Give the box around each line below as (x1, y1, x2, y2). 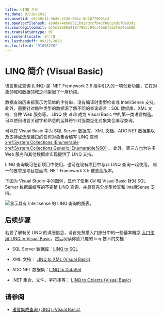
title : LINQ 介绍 (5, 7, 39, 12)
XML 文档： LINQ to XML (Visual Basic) (12, 256, 91, 263)
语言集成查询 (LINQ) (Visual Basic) (12, 307, 81, 313)
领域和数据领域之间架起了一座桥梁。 (9, 88, 81, 95)
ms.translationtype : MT (5, 30, 53, 35)
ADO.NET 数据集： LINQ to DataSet (12, 267, 81, 273)
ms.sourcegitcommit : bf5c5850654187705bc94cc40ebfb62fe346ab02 (5, 25, 136, 30)
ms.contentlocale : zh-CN (5, 35, 55, 39)
